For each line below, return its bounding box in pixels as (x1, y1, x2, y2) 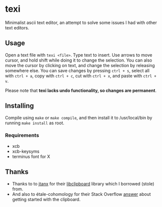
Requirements (5, 132, 40, 139)
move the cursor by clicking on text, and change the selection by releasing (5, 62, 155, 68)
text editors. (5, 24, 29, 30)
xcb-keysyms (12, 148, 40, 154)
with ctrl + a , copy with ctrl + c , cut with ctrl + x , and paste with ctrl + (5, 72, 157, 79)
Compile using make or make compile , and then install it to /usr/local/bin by (5, 115, 153, 120)
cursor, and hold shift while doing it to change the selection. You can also (5, 57, 152, 63)
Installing (5, 102, 34, 110)
